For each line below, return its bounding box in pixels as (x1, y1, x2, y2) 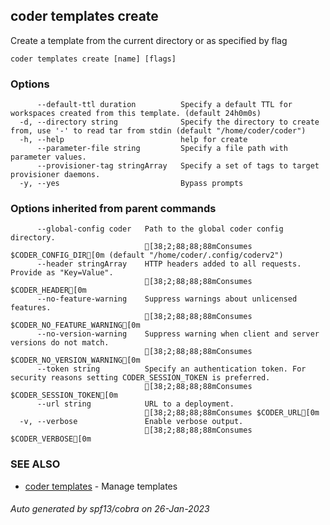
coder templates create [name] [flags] (10, 54, 177, 64)
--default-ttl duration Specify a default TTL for (36, 100, 293, 110)
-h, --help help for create (19, 135, 248, 145)
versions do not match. (10, 338, 110, 348)
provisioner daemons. (10, 170, 101, 180)
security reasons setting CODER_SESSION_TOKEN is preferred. (10, 373, 271, 383)
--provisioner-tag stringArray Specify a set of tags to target (36, 161, 320, 171)
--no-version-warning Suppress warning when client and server (36, 329, 320, 339)
